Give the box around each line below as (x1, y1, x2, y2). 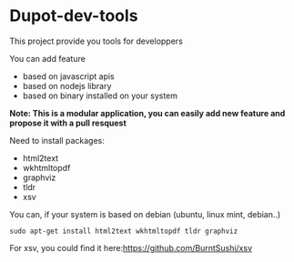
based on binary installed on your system (22, 90, 178, 101)
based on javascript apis (22, 70, 116, 82)
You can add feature (9, 53, 86, 64)
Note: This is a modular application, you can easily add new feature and (9, 107, 286, 118)
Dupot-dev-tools (9, 5, 138, 26)
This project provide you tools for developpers (9, 35, 184, 46)
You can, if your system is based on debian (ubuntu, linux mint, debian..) (9, 208, 281, 219)
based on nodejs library (22, 80, 112, 91)
